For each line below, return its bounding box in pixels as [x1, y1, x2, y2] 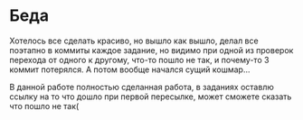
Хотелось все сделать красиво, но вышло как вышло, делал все [9, 35, 260, 46]
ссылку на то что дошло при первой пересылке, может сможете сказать [9, 91, 292, 102]
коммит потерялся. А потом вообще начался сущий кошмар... [9, 64, 251, 75]
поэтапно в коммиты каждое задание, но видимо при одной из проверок [9, 44, 294, 55]
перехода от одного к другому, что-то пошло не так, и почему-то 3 [9, 54, 270, 65]
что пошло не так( [9, 100, 80, 111]
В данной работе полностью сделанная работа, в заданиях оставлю [9, 81, 274, 92]
